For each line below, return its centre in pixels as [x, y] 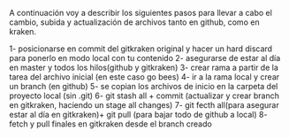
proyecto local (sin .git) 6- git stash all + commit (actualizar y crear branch [144, 96]
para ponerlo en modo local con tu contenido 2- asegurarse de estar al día [145, 58]
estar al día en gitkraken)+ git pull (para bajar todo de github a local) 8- [138, 115]
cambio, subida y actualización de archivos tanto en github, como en [134, 22]
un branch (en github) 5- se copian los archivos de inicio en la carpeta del [144, 86]
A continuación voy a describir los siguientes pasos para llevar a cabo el [141, 13]
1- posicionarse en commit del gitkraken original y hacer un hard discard [141, 49]
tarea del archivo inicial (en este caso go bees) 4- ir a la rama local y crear [144, 77]
